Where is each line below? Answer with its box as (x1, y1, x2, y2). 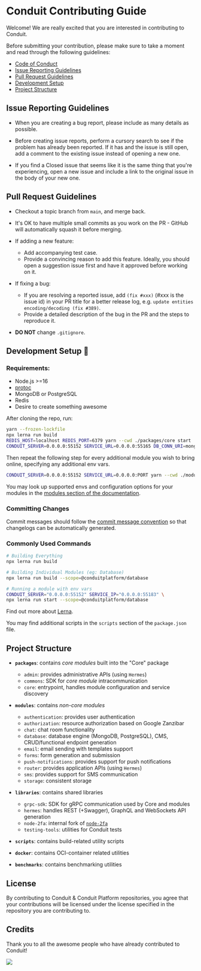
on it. (23, 268, 37, 275)
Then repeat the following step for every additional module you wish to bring (6, 454, 195, 461)
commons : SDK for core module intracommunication (23, 677, 148, 684)
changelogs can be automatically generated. (6, 524, 116, 531)
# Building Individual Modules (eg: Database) (6, 569, 124, 575)
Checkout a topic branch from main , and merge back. (14, 207, 146, 215)
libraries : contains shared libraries (14, 789, 103, 796)
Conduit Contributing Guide (6, 4, 147, 18)
